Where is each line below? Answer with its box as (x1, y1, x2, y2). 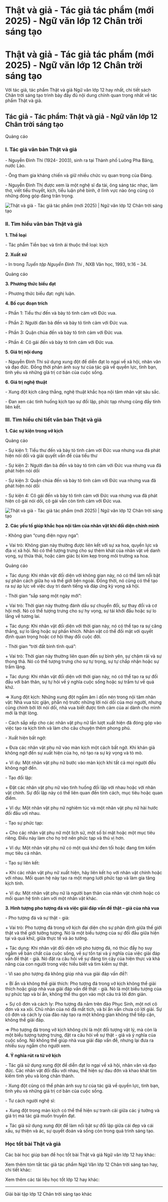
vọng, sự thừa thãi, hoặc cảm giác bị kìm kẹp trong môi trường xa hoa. (5, 552, 149, 559)
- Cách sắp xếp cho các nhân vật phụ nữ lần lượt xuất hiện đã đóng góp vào (5, 719, 161, 725)
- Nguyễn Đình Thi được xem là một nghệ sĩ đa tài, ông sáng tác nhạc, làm (5, 182, 158, 188)
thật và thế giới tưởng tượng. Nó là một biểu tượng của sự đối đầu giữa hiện (5, 930, 159, 936)
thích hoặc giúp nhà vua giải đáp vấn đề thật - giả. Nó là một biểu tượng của (5, 985, 161, 992)
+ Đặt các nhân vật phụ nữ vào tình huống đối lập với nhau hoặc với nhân (5, 784, 156, 790)
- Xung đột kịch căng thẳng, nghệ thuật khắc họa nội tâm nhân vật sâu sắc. (5, 389, 160, 395)
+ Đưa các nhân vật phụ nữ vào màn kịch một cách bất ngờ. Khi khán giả (5, 744, 155, 751)
